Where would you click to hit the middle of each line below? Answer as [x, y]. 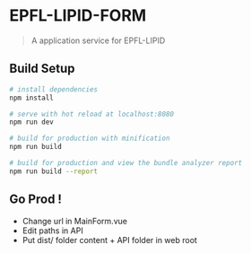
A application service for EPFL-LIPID [98, 40]
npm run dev [31, 122]
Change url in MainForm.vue [75, 221]
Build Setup [42, 69]
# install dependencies [54, 89]
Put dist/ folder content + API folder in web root [109, 240]
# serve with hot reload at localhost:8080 [92, 114]
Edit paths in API [52, 231]
